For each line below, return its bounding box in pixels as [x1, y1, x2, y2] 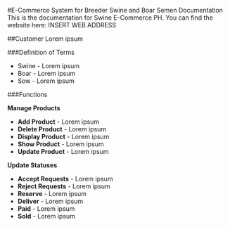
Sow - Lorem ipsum [17, 77, 75, 85]
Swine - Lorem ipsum [17, 62, 79, 70]
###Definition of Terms [7, 48, 75, 56]
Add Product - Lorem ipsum [17, 117, 100, 126]
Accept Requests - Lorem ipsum [17, 175, 113, 183]
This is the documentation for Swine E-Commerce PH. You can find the [7, 13, 213, 22]
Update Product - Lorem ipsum [17, 148, 109, 155]
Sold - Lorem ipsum [17, 212, 76, 220]
